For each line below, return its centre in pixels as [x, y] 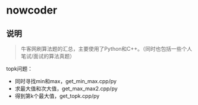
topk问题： [20, 69]
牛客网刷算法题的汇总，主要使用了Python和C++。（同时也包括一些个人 [106, 49]
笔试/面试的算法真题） [48, 56]
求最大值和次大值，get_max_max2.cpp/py [66, 88]
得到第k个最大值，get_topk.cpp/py [57, 96]
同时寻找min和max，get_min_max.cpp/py [66, 81]
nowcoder [32, 10]
